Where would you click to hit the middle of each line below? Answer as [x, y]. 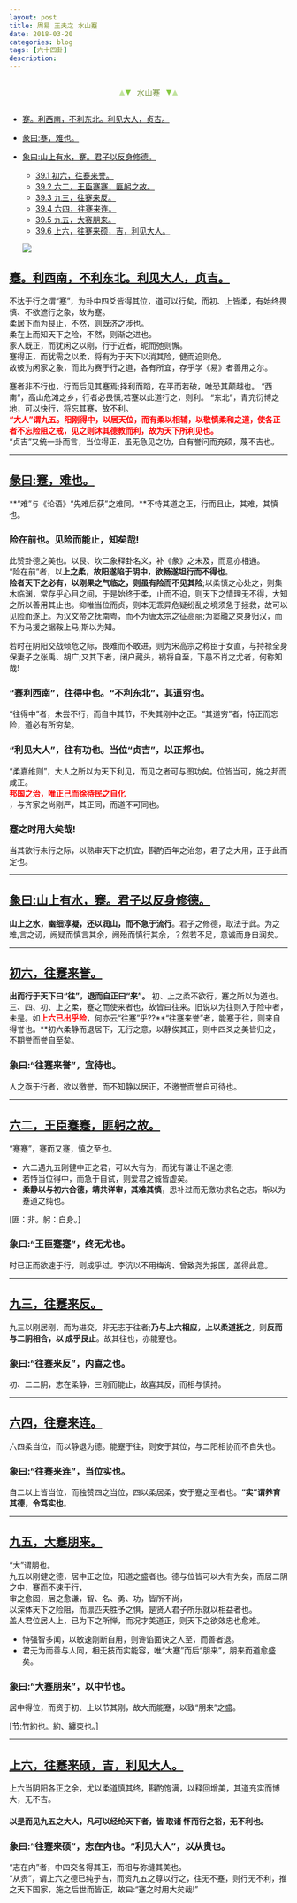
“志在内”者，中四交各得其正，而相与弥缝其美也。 [98, 1867]
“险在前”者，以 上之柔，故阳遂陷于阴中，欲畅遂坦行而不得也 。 [121, 571]
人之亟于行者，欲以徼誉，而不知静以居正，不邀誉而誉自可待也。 [125, 1086]
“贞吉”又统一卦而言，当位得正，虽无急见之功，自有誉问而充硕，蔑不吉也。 [145, 441]
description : [33, 58]
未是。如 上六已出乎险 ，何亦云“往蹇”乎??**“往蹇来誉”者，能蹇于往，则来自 [145, 1018]
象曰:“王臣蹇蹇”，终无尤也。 [70, 1244]
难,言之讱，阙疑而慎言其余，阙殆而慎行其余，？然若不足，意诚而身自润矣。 [146, 934]
